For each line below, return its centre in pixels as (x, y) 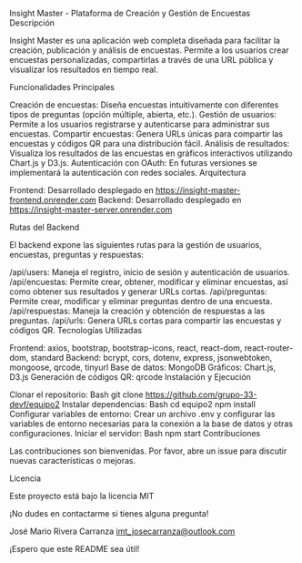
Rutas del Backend (45, 227)
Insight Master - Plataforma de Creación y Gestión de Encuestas (130, 13)
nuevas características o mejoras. (73, 461)
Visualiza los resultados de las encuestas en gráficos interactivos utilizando (151, 153)
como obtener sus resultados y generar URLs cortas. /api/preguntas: (138, 292)
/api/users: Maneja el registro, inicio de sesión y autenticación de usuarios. (150, 272)
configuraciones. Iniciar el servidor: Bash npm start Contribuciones (135, 433)
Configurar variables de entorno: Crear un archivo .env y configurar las (142, 414)
